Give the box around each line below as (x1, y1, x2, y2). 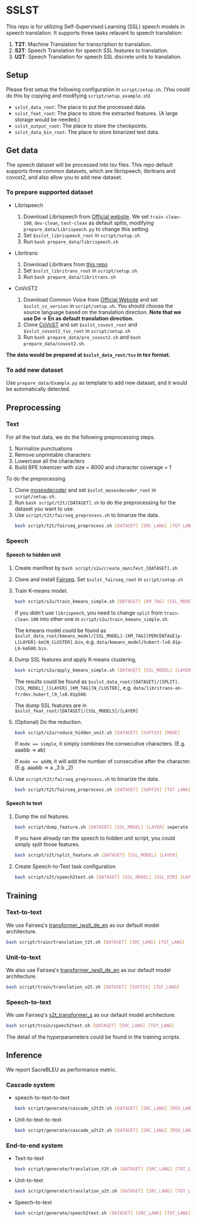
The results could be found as (14, 677, 87, 685)
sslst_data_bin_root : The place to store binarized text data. (14, 128, 160, 135)
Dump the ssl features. (14, 813, 70, 820)
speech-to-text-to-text (14, 1094, 70, 1101)
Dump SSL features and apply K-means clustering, (14, 656, 137, 663)
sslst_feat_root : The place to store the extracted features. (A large (14, 109, 178, 116)
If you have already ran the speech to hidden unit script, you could (14, 834, 175, 842)
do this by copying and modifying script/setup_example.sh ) (6, 92, 151, 99)
